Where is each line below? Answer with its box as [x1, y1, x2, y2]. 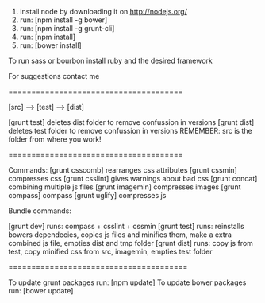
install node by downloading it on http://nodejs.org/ [19, 7, 188, 16]
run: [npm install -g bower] [19, 15, 108, 25]
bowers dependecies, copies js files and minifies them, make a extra [8, 230, 232, 239]
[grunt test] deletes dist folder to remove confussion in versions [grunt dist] [8, 118, 255, 126]
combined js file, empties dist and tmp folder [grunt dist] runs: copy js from [8, 239, 254, 247]
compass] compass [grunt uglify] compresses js [8, 191, 167, 200]
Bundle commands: [8, 206, 71, 216]
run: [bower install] [19, 41, 82, 50]
